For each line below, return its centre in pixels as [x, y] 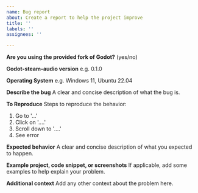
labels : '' [20, 29]
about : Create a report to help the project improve [75, 18]
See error [27, 135]
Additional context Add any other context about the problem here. [90, 183]
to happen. [20, 154]
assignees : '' [24, 35]
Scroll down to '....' [38, 129]
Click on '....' [30, 123]
